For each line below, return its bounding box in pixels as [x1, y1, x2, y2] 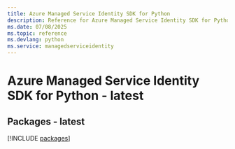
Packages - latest [7, 115, 85, 127]
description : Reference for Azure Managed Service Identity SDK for [7, 17, 211, 24]
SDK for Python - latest [7, 88, 144, 104]
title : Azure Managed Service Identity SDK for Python [7, 10, 171, 17]
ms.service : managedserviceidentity [7, 43, 114, 50]
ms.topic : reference [7, 29, 68, 37]
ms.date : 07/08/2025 [7, 23, 68, 30]
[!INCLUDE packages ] [7, 134, 71, 142]
